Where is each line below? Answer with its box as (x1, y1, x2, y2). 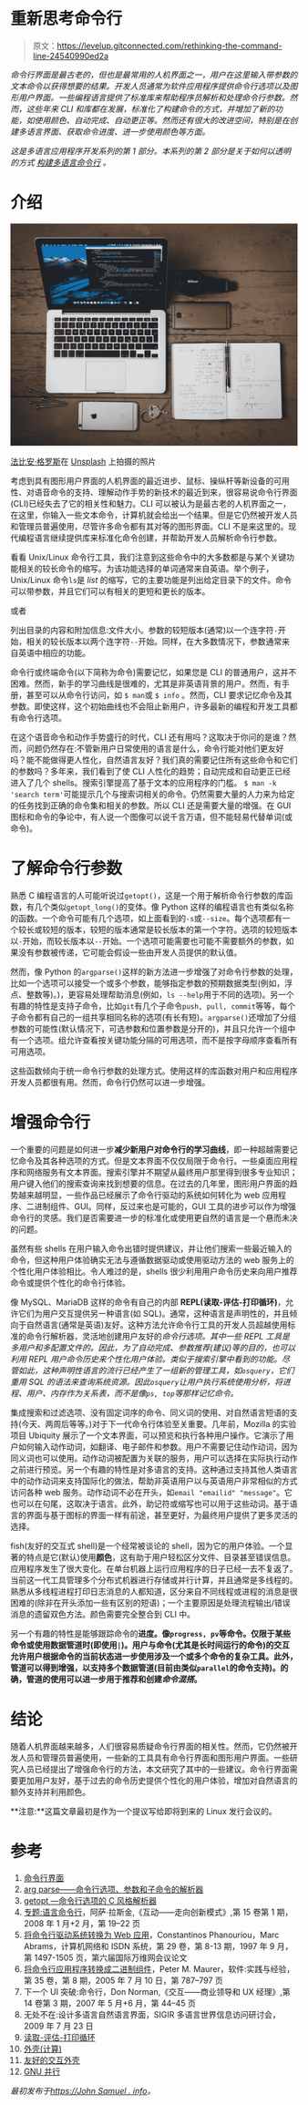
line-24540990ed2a (32, 50, 108, 61)
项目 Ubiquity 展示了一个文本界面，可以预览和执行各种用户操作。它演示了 (10, 1430, 286, 1441)
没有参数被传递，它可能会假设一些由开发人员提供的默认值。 (17, 947, 242, 958)
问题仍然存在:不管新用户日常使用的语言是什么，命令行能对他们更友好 (26, 743, 285, 754)
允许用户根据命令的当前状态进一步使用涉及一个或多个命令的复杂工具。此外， (10, 1650, 298, 1661)
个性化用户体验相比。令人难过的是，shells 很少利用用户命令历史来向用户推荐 (10, 1266, 298, 1277)
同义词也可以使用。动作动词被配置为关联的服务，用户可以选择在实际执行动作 (10, 1453, 298, 1463)
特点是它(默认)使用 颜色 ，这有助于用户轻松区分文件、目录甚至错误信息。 (26, 1551, 296, 1563)
